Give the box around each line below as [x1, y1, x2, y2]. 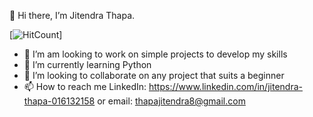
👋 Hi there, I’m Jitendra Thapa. [9, 10, 136, 21]
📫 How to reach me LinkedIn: [23, 81, 147, 92]
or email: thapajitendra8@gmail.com [97, 95, 246, 107]
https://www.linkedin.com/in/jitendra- [148, 81, 303, 92]
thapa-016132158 [23, 95, 96, 107]
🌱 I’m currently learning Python [23, 59, 152, 70]
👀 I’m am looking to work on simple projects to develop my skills [23, 48, 288, 60]
